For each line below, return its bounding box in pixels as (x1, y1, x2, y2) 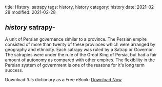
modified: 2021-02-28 (11, 9, 56, 15)
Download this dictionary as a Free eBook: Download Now (5, 76, 122, 82)
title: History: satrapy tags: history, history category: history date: (5, 4, 136, 10)
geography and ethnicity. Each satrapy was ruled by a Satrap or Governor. (5, 46, 154, 52)
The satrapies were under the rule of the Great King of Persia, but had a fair (5, 52, 157, 57)
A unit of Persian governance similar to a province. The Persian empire (5, 36, 147, 42)
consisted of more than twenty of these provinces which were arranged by (5, 41, 156, 47)
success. (5, 67, 23, 73)
